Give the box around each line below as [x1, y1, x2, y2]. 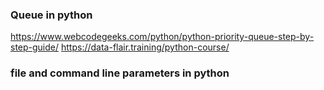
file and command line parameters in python [10, 66, 230, 80]
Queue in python [10, 8, 93, 22]
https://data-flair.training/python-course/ [60, 41, 230, 53]
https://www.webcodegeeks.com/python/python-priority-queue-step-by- [10, 31, 315, 43]
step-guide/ [10, 41, 60, 53]
